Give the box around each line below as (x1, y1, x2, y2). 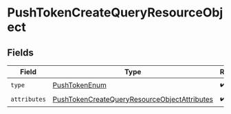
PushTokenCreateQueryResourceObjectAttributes (52, 94, 213, 104)
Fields (7, 47, 34, 58)
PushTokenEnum (52, 80, 107, 90)
